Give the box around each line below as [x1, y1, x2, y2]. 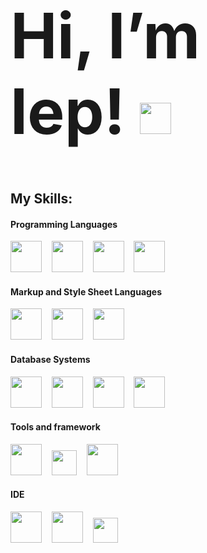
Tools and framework [10, 421, 101, 433]
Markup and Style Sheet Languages [10, 285, 163, 298]
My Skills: [10, 190, 73, 207]
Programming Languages [10, 218, 118, 230]
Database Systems [10, 354, 91, 365]
